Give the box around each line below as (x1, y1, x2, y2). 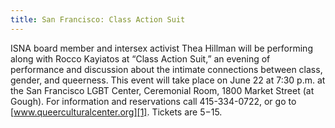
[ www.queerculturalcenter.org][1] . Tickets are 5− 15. (10, 106, 223, 118)
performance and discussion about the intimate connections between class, (10, 63, 323, 75)
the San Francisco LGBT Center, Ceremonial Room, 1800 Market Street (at (10, 84, 315, 96)
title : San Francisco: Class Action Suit (10, 14, 186, 25)
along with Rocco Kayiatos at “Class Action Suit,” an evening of (10, 52, 271, 65)
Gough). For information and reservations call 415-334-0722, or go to (10, 95, 297, 107)
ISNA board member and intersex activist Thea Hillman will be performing (10, 42, 313, 54)
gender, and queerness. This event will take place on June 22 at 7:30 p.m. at (10, 74, 326, 86)
